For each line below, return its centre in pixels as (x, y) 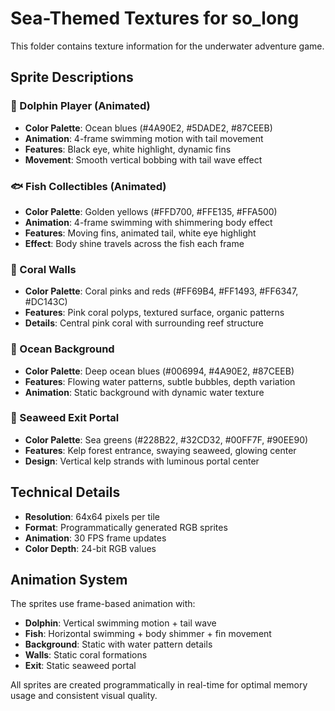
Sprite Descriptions (72, 77)
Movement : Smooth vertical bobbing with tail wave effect (143, 159)
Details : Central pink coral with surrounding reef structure (144, 323)
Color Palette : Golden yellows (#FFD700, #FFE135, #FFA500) (151, 211)
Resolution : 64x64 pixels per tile (92, 516)
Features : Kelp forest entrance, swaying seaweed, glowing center (160, 450)
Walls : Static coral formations (86, 655)
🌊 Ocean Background (62, 349)
